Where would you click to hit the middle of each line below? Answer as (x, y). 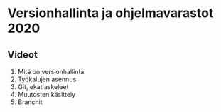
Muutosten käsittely (47, 95)
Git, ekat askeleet (43, 87)
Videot (22, 55)
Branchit (30, 102)
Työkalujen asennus (47, 79)
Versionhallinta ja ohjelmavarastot (110, 13)
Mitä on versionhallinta (51, 72)
